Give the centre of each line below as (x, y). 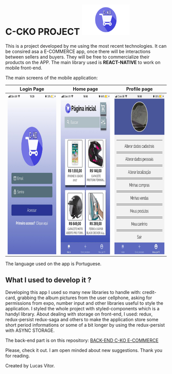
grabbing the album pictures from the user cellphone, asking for (85, 298)
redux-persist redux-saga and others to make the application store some (82, 319)
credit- (149, 292)
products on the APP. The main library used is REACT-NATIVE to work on (83, 62)
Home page (85, 89)
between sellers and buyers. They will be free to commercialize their (78, 57)
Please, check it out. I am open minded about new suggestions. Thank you (84, 350)
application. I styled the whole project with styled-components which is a (82, 309)
